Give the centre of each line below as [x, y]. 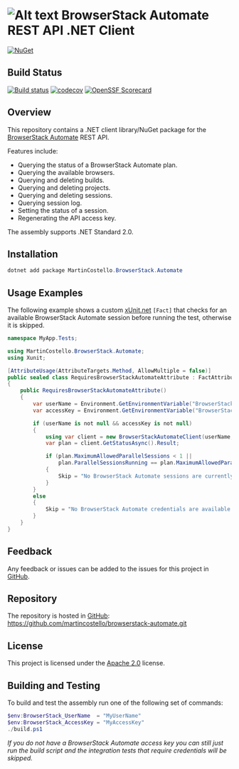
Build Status [35, 72]
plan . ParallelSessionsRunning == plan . [117, 463]
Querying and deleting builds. [61, 180]
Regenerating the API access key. [67, 218]
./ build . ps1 [25, 729]
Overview [30, 112]
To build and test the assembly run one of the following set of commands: [115, 703]
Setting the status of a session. [63, 210]
